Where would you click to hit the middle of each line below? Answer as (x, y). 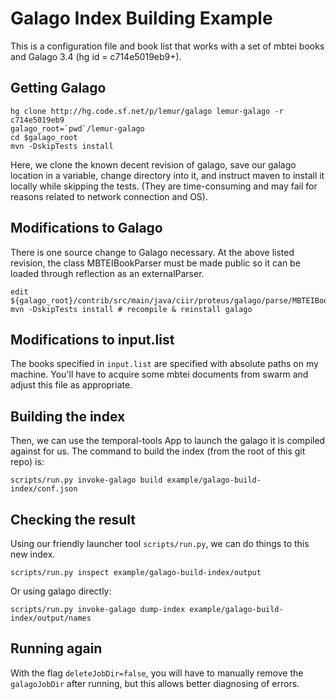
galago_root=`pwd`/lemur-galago (77, 128)
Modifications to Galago (86, 228)
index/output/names (51, 618)
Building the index (68, 416)
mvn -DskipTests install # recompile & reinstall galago (131, 309)
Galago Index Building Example (141, 18)
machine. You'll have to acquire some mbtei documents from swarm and (159, 374)
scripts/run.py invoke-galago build (86, 480)
